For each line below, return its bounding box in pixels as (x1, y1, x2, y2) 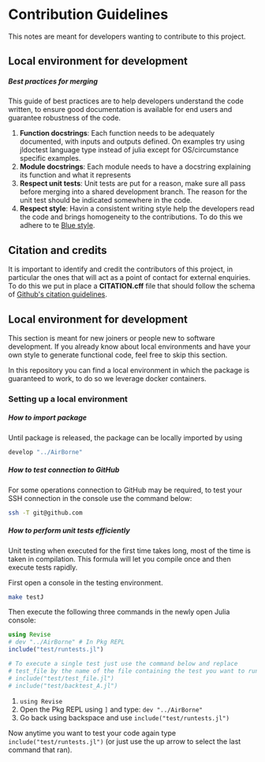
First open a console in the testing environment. (8, 577, 163, 587)
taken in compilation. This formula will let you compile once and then (8, 554, 231, 563)
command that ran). (8, 745, 73, 754)
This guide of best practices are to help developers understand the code (8, 96, 244, 106)
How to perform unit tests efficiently (8, 526, 130, 536)
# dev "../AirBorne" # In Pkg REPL (8, 638, 125, 646)
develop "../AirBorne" (8, 448, 83, 456)
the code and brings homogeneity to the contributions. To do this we (19, 212, 243, 222)
